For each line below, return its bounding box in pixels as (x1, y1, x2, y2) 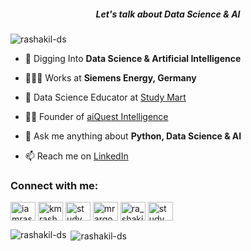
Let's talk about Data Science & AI (95, 8, 241, 20)
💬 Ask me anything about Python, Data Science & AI (24, 130, 242, 142)
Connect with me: (10, 178, 99, 192)
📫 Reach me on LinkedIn (24, 150, 129, 162)
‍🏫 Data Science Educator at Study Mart (24, 91, 187, 103)
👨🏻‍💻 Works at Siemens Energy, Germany (24, 71, 197, 84)
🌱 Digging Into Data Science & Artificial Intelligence (24, 52, 242, 64)
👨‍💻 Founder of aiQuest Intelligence (24, 110, 169, 122)
